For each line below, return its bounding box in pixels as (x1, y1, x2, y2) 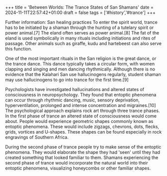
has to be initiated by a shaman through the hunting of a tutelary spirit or (5, 24, 154, 30)
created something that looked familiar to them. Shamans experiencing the (5, 154, 159, 160)
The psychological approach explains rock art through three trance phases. (5, 107, 160, 113)
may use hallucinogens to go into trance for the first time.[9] (5, 77, 129, 82)
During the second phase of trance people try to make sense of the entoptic (5, 144, 162, 149)
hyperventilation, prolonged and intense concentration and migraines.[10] (5, 102, 156, 108)
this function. (5, 46, 32, 51)
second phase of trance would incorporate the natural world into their (5, 160, 149, 165)
